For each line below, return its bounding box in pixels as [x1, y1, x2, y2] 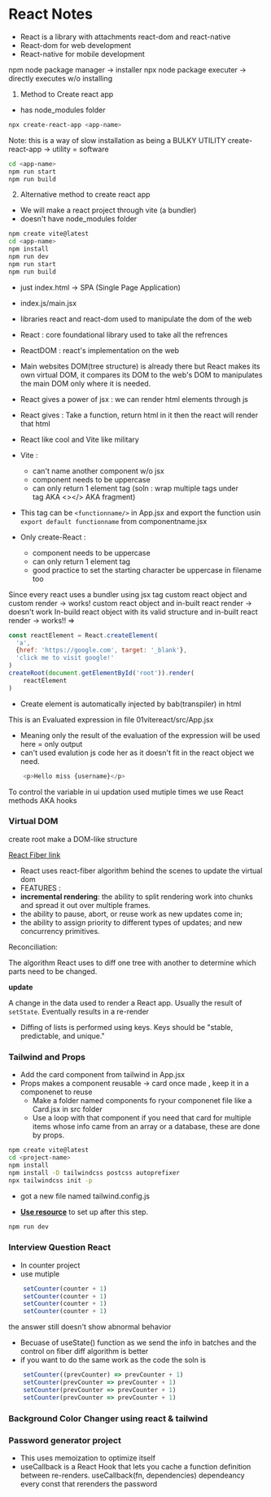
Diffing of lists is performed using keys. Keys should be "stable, [20, 1022, 234, 1032]
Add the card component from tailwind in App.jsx [20, 1070, 186, 1080]
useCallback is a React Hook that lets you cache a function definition [20, 1461, 251, 1471]
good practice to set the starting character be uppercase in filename [32, 565, 262, 574]
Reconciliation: [8, 941, 59, 952]
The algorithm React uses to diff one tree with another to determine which [8, 958, 256, 967]
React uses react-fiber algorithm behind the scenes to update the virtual [20, 866, 263, 875]
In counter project [20, 1260, 81, 1270]
